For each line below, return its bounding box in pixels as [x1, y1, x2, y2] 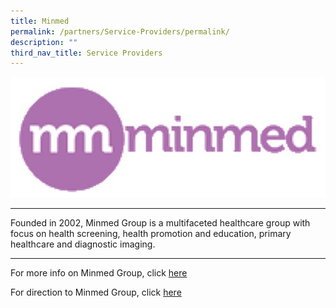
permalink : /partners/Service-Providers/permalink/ [10, 26, 230, 37]
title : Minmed [10, 16, 70, 26]
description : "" [10, 37, 78, 47]
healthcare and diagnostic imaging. [10, 238, 156, 250]
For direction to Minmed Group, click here [10, 286, 182, 299]
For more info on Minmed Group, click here [10, 267, 188, 279]
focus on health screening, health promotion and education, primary [10, 228, 292, 240]
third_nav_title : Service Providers [10, 48, 163, 58]
